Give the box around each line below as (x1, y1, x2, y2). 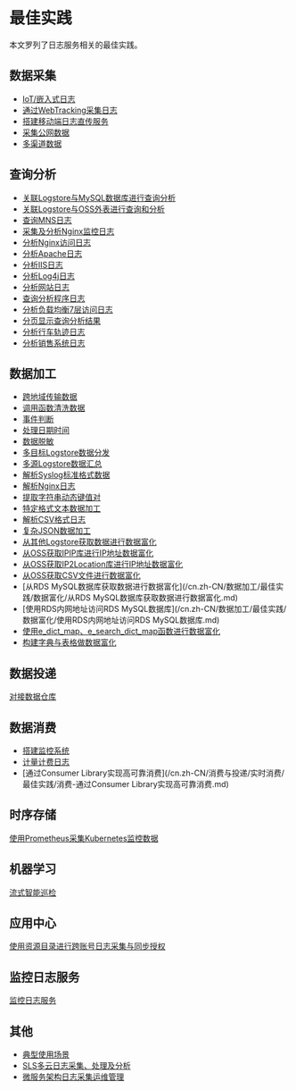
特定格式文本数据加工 (21, 503, 101, 514)
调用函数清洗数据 (21, 403, 86, 414)
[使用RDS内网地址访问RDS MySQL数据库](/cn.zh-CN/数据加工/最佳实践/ (21, 604, 287, 615)
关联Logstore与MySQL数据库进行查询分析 (21, 192, 177, 203)
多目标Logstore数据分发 (21, 448, 111, 458)
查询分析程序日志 (21, 292, 86, 304)
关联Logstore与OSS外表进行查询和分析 (21, 203, 165, 214)
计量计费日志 (21, 757, 70, 767)
